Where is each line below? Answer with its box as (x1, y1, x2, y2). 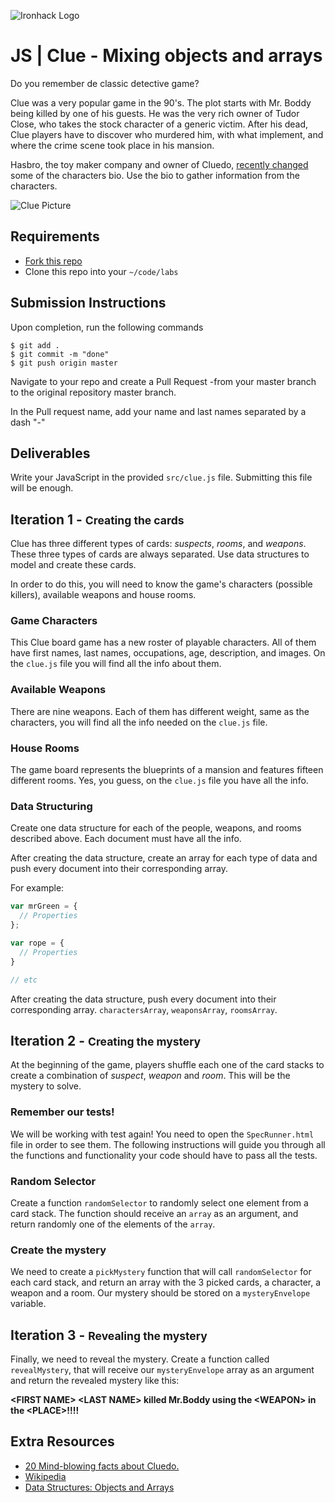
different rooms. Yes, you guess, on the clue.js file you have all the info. (10, 775, 309, 787)
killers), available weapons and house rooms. (10, 589, 197, 601)
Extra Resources (10, 1433, 115, 1450)
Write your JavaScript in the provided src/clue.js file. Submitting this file (10, 471, 313, 484)
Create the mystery (10, 1243, 107, 1257)
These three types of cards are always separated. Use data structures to (10, 548, 310, 560)
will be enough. (10, 482, 74, 494)
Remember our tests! (10, 1105, 115, 1119)
